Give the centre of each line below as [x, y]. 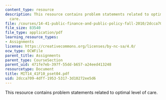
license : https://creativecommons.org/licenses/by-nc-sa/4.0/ [70, 46]
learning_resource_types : [32, 37]
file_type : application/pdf [34, 33]
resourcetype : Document [30, 69]
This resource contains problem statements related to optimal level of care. [82, 92]
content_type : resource [30, 10]
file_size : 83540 [23, 28]
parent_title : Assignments [33, 55]
